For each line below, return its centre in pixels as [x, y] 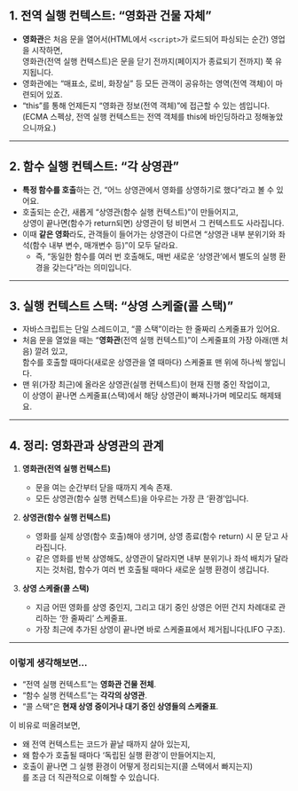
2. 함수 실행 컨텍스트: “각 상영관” [94, 167]
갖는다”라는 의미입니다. [92, 267]
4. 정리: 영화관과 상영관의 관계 [86, 446]
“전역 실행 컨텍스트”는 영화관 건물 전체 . [89, 684]
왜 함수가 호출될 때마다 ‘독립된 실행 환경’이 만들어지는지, [118, 755]
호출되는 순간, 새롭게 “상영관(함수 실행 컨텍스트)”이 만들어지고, [130, 212]
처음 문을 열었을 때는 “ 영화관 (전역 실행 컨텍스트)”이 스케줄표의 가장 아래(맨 [150, 341]
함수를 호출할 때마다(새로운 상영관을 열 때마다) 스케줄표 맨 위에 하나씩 [142, 363]
